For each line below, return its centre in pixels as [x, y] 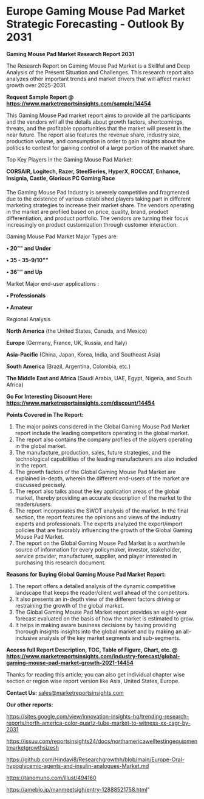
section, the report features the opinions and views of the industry [98, 517]
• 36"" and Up [24, 272]
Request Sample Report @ [40, 97]
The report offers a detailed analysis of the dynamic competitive [95, 586]
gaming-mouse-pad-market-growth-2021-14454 [70, 662]
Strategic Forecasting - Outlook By [95, 24]
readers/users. [33, 504]
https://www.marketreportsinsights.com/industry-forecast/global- [93, 656]
